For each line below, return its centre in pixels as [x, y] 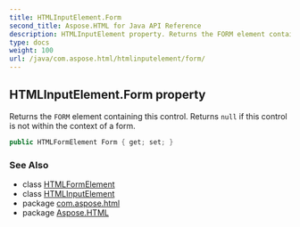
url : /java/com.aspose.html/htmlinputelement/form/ [107, 59]
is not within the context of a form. [72, 126]
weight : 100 [31, 51]
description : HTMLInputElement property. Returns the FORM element [137, 34]
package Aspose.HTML [66, 212]
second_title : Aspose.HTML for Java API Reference [105, 26]
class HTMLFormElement [68, 184]
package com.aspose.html [71, 203]
